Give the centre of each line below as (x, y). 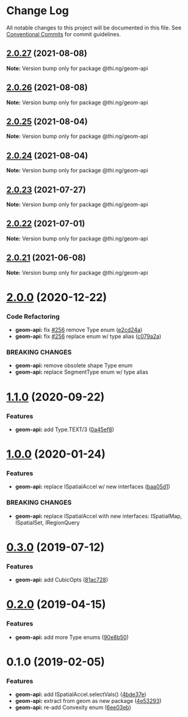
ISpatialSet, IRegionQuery (47, 523)
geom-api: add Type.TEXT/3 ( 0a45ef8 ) (65, 429)
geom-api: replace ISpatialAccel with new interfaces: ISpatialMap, (99, 516)
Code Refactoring (33, 316)
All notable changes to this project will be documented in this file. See (94, 28)
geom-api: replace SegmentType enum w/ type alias (81, 372)
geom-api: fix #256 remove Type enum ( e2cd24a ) (79, 330)
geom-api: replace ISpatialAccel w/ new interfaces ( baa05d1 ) (93, 487)
